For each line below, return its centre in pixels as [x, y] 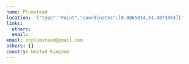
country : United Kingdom [38, 52]
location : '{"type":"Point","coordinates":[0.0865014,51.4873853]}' [95, 18]
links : [15, 23]
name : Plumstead [27, 12]
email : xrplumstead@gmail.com [45, 40]
